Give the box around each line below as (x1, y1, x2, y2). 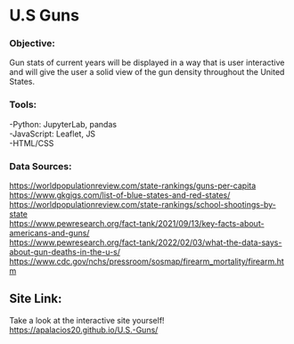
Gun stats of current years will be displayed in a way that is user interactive (9, 57, 285, 68)
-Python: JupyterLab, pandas (9, 119, 118, 129)
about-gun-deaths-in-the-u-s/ (9, 247, 121, 258)
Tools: (9, 99, 37, 111)
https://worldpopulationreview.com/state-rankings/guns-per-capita (9, 180, 257, 192)
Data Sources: (9, 160, 72, 172)
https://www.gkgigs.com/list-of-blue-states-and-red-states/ (9, 190, 231, 201)
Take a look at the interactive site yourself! (9, 315, 165, 325)
